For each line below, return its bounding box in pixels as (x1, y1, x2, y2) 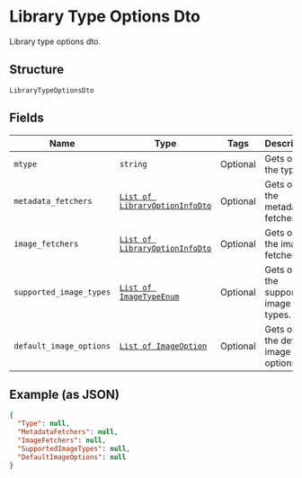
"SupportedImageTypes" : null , (17, 444, 130, 453)
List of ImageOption (119, 341, 208, 351)
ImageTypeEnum (119, 291, 180, 302)
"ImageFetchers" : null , (17, 436, 106, 445)
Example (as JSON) (9, 386, 120, 402)
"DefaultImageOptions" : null (17, 452, 127, 462)
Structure (9, 62, 65, 77)
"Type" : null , (17, 420, 70, 429)
